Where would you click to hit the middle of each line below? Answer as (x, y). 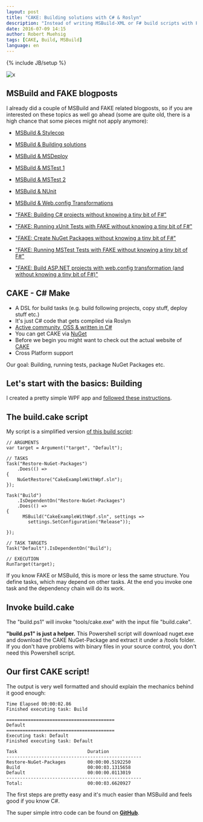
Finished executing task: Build (47, 709)
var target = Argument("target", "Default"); (64, 448)
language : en (23, 46)
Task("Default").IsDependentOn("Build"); (59, 549)
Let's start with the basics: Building (74, 383)
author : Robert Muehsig (36, 34)
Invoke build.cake (40, 607)
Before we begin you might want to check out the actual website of (98, 340)
